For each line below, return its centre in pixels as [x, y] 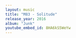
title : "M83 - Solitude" [31, 14]
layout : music [20, 10]
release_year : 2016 [26, 19]
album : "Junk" [20, 23]
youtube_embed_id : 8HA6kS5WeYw [38, 28]
